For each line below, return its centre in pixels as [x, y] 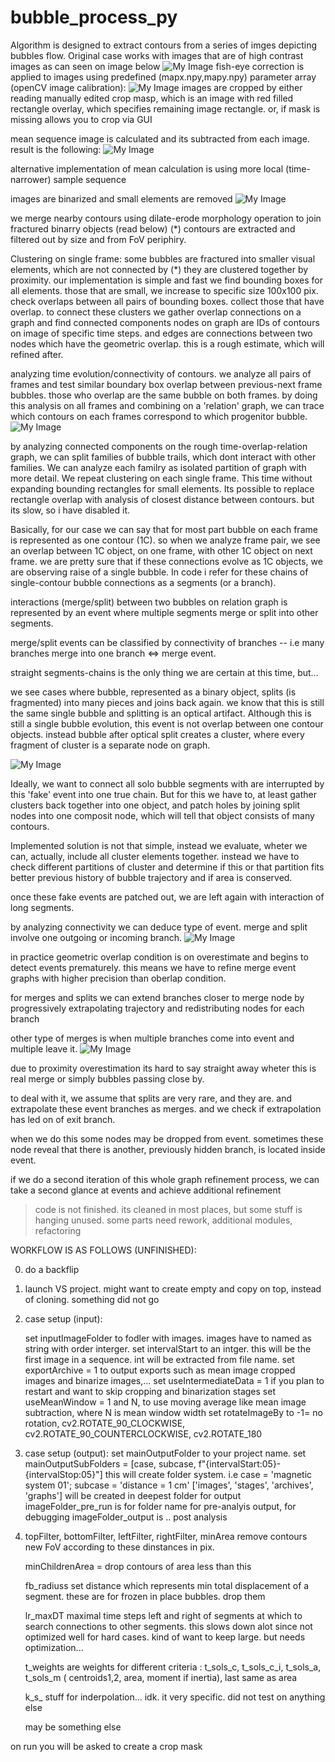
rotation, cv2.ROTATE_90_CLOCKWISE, [105, 1423]
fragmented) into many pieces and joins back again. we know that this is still [167, 702]
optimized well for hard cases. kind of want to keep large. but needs [165, 1637]
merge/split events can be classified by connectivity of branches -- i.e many [167, 642]
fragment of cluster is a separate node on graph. [110, 745]
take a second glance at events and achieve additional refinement [146, 1190]
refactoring [58, 1230]
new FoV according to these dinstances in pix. [119, 1547]
